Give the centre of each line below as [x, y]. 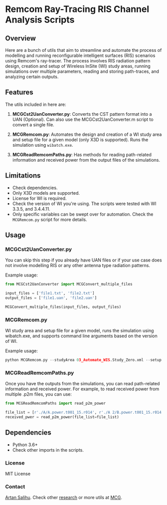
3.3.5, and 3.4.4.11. [31, 209]
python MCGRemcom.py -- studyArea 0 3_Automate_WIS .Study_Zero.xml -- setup [83, 360]
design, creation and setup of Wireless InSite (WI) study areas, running [78, 66]
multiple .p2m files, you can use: [39, 394]
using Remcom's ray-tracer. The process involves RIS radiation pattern [78, 61]
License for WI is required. [39, 198]
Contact [15, 487]
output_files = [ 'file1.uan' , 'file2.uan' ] [51, 298]
